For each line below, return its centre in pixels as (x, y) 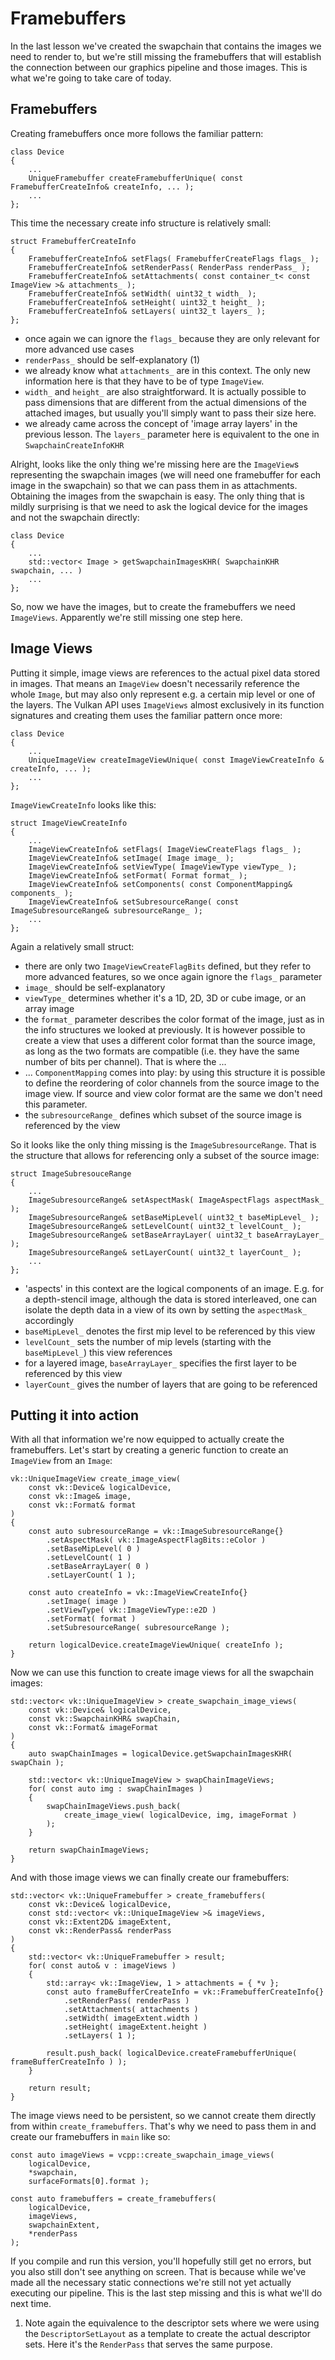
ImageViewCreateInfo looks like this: (83, 804)
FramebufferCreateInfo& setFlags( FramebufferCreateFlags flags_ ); (174, 258)
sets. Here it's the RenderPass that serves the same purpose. (148, 2344)
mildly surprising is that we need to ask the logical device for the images (159, 506)
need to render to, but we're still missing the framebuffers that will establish (166, 56)
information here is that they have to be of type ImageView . (144, 381)
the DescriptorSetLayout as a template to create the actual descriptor (167, 2334)
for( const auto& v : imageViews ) (102, 1966)
